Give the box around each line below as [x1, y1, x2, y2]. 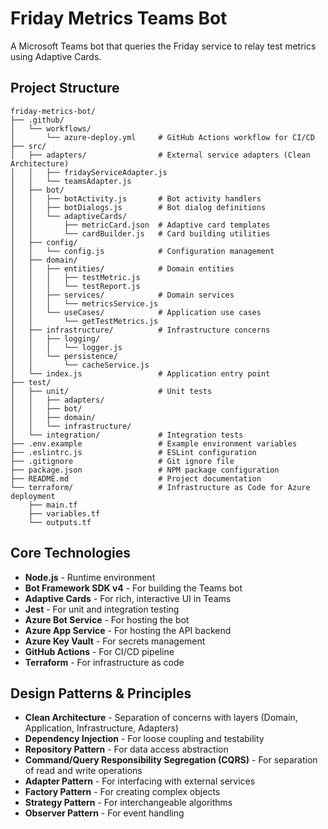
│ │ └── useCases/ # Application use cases [10, 307, 262, 317]
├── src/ [10, 141, 47, 151]
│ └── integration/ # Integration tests [10, 430, 244, 440]
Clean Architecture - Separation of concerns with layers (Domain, [24, 712, 298, 724]
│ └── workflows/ [10, 123, 92, 134]
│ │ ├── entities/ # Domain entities [10, 263, 235, 274]
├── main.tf [28, 500, 78, 510]
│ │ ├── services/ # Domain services [10, 290, 235, 300]
